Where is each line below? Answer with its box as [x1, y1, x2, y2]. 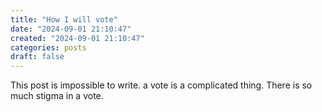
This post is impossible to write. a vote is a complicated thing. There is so [10, 79, 313, 91]
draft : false [10, 52, 65, 62]
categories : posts [10, 42, 87, 53]
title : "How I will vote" [10, 14, 118, 25]
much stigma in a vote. [10, 90, 104, 102]
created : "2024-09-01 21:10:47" [10, 33, 145, 43]
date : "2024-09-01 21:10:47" [10, 24, 132, 34]
